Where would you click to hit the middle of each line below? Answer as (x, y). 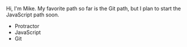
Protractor (27, 26)
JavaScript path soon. (33, 15)
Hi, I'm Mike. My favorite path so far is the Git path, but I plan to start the (93, 9)
